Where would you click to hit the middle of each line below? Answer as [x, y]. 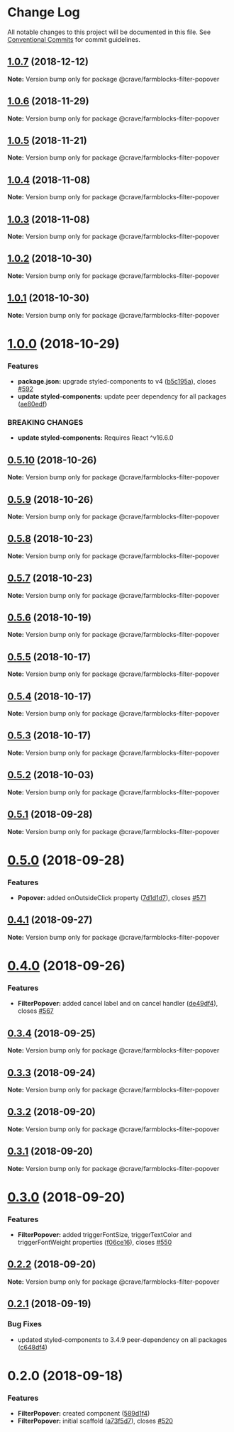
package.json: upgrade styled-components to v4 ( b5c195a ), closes [117, 382]
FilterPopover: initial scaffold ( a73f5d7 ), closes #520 [95, 1421]
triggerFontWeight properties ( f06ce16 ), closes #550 [95, 1243]
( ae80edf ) [32, 404]
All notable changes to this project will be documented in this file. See [109, 32]
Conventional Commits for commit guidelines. [74, 39]
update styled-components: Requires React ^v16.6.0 [95, 438]
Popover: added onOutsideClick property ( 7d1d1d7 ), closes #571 [112, 898]
